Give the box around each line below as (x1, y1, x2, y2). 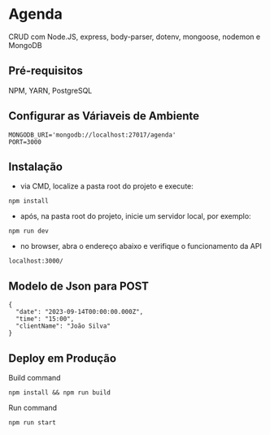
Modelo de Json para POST (8, 279, 149, 293)
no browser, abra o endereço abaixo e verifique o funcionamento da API (20, 241, 262, 251)
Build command (8, 373, 61, 382)
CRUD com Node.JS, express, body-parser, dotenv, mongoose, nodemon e (8, 32, 261, 41)
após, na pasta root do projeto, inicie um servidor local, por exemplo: (20, 211, 251, 221)
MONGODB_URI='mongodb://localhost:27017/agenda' (8, 131, 176, 139)
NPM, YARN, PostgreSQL (8, 85, 93, 95)
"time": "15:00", (15, 315, 75, 324)
